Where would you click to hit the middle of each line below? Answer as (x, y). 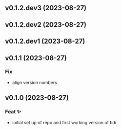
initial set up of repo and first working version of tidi (64, 122)
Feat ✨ (13, 112)
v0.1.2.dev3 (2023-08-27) (46, 8)
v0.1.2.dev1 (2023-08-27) (45, 41)
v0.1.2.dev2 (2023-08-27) (46, 25)
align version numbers (34, 82)
